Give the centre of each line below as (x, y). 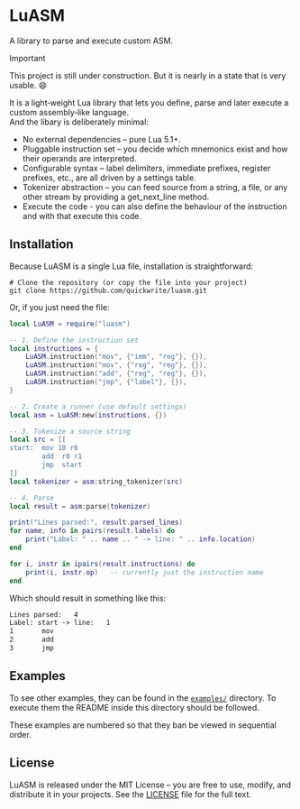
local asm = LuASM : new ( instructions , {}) (88, 415)
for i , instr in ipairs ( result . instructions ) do (102, 564)
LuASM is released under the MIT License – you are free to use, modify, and (150, 785)
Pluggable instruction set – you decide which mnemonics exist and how (155, 149)
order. (20, 734)
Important (27, 58)
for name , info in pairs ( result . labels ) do (92, 531)
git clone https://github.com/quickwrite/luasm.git (108, 290)
